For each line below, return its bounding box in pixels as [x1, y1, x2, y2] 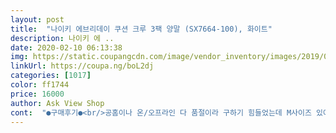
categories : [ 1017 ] [10, 71, 92, 81]
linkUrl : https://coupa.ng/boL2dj [10, 61, 155, 71]
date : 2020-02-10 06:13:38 [10, 42, 123, 53]
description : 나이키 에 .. [10, 33, 115, 43]
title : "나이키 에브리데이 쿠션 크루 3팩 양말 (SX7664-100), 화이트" [10, 24, 273, 34]
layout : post [10, 14, 65, 25]
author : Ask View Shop [10, 98, 105, 108]
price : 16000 [10, 89, 65, 99]
